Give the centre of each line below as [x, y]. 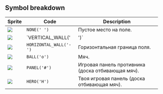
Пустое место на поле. [105, 29]
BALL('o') [38, 57]
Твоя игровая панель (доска [112, 78]
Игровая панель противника [112, 65]
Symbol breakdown [35, 8]
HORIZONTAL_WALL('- [49, 45]
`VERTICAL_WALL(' [49, 37]
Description [117, 21]
